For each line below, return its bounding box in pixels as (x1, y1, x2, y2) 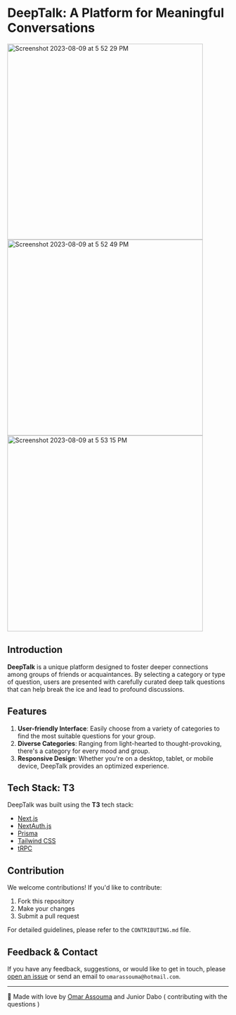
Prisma (17, 829, 39, 837)
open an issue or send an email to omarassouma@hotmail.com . (7, 972, 181, 980)
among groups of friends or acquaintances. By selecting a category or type (7, 670, 226, 678)
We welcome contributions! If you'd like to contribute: (7, 883, 162, 892)
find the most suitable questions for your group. (17, 731, 156, 740)
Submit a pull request (17, 912, 79, 921)
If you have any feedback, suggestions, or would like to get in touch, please (7, 965, 226, 973)
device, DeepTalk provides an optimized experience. (17, 761, 169, 770)
